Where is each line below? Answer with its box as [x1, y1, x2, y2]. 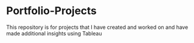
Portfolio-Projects [6, 4, 97, 18]
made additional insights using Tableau [6, 29, 103, 37]
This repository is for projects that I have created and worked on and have [6, 24, 189, 31]
